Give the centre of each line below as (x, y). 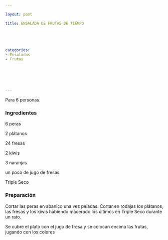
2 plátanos (16, 134)
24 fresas (15, 143)
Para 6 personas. (23, 100)
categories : (18, 50)
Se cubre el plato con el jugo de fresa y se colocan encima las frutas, (76, 226)
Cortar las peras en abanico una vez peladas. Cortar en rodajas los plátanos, (84, 206)
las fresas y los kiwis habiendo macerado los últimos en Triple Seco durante (84, 211)
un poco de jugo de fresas (32, 172)
